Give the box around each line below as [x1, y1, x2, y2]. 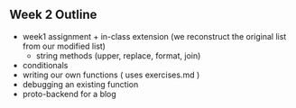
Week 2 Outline [9, 7, 97, 22]
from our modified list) [22, 40, 106, 51]
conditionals [22, 59, 69, 70]
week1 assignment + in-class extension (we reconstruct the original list [22, 31, 287, 41]
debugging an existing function [22, 78, 139, 89]
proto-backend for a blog [22, 88, 117, 99]
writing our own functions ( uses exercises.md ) [22, 69, 200, 80]
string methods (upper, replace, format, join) [35, 49, 201, 61]
